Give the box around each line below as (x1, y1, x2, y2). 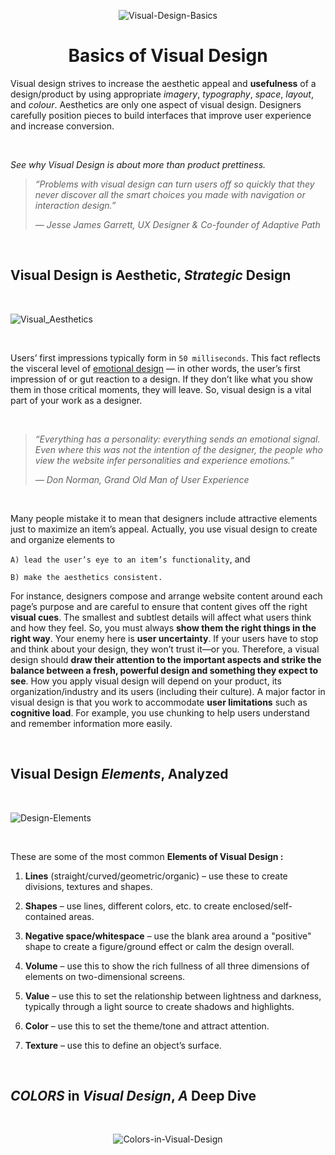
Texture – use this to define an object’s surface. (24, 1039, 222, 1051)
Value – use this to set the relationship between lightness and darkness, (24, 990, 322, 1002)
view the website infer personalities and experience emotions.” (34, 454, 295, 466)
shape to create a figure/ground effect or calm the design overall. (24, 940, 295, 952)
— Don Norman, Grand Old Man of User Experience (34, 473, 250, 485)
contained (24, 910, 67, 922)
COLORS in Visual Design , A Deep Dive (10, 1087, 257, 1104)
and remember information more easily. (10, 717, 173, 729)
